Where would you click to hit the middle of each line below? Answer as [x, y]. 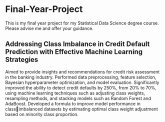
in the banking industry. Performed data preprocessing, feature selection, [81, 77]
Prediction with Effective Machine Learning [74, 52]
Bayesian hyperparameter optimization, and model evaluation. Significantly [82, 82]
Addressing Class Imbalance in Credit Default [77, 44]
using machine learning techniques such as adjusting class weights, [75, 93]
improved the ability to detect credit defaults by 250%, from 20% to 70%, [81, 87]
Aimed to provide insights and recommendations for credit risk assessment [82, 71]
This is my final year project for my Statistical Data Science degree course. [82, 23]
